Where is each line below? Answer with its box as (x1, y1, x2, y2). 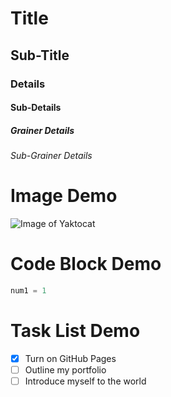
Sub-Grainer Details (10, 150, 93, 162)
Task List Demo (10, 320, 141, 342)
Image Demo (10, 185, 118, 207)
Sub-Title (10, 47, 70, 64)
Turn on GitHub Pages (24, 352, 117, 364)
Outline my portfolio (24, 363, 107, 376)
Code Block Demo (10, 253, 162, 276)
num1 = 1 (10, 285, 47, 296)
